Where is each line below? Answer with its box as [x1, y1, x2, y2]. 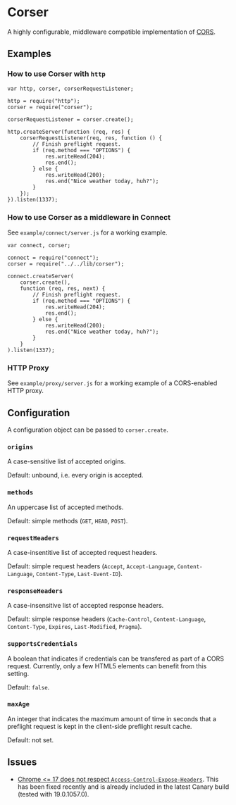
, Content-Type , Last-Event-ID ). [32, 569, 123, 578]
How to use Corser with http [7, 69, 106, 79]
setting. [7, 669, 30, 678]
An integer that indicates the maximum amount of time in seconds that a [7, 714, 216, 723]
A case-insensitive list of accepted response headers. [7, 601, 164, 610]
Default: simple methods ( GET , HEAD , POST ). [7, 516, 128, 525]
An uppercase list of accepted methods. [7, 503, 124, 511]
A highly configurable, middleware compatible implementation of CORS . [7, 27, 216, 36]
